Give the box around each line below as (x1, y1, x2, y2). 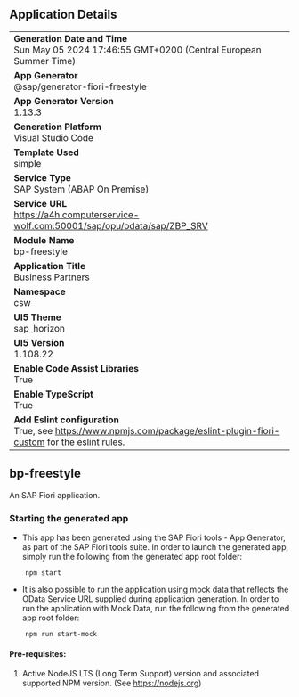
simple (13, 157, 42, 169)
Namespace (13, 285, 67, 298)
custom (13, 436, 45, 448)
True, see (13, 424, 53, 437)
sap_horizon (13, 322, 65, 334)
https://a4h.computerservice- (13, 209, 140, 221)
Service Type (13, 171, 71, 184)
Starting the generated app (9, 512, 129, 524)
